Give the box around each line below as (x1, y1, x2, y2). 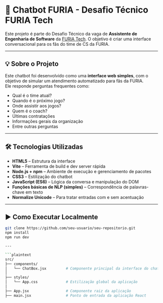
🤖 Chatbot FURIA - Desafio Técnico (5, 4, 148, 16)
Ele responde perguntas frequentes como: (5, 83, 90, 89)
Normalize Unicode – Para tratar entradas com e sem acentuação (12, 194, 144, 200)
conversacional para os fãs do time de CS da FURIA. (5, 41, 110, 47)
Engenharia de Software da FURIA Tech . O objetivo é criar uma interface (5, 36, 151, 42)
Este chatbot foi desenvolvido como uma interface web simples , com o (5, 72, 148, 78)
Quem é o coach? (12, 108, 48, 114)
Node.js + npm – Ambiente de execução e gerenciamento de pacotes (12, 168, 152, 174)
